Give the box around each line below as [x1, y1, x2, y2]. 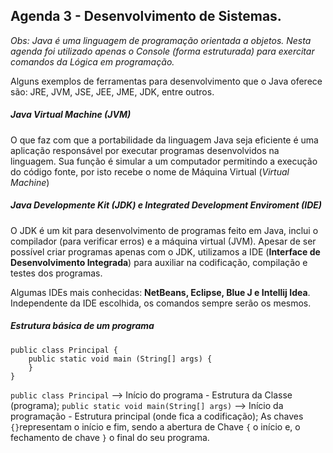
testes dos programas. [10, 267, 103, 279]
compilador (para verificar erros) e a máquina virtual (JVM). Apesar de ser [10, 235, 317, 247]
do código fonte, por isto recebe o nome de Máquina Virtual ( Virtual [10, 165, 290, 178]
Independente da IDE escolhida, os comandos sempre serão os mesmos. [10, 297, 312, 309]
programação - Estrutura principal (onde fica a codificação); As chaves [10, 410, 304, 422]
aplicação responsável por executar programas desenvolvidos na [10, 144, 280, 156]
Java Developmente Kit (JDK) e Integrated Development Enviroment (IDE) [10, 199, 323, 211]
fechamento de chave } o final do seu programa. [10, 431, 210, 443]
